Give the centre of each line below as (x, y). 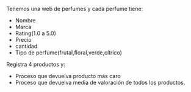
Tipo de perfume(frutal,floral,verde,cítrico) (68, 53)
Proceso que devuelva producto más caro (68, 76)
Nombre (25, 20)
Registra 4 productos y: (36, 64)
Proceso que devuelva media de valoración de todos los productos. (100, 82)
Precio (23, 40)
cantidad (26, 46)
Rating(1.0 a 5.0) (36, 33)
